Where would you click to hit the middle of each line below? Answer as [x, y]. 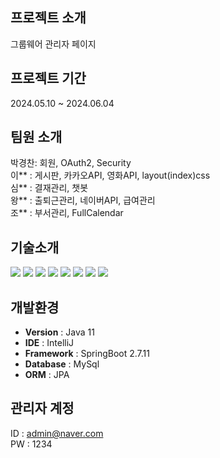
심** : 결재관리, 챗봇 [49, 188]
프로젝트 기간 [48, 78]
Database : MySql [62, 364]
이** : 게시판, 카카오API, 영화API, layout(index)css [110, 175]
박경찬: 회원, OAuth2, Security [71, 163]
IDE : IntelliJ [49, 343]
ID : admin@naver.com [57, 433]
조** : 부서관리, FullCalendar [67, 213]
